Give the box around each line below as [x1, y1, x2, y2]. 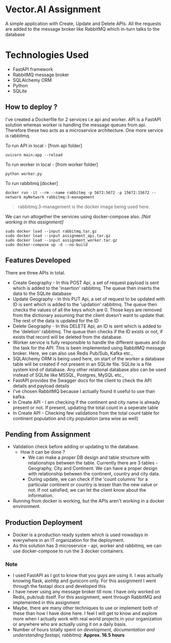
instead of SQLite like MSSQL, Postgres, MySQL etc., [12, 372, 124, 378]
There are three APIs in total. [5, 269, 65, 275]
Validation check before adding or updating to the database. [12, 444, 139, 450]
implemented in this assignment [12, 600, 80, 606]
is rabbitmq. [5, 132, 31, 139]
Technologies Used [5, 50, 89, 61]
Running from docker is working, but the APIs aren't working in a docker [12, 498, 165, 504]
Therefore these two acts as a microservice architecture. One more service [5, 127, 163, 133]
